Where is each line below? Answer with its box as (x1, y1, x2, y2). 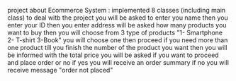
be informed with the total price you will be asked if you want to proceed (7, 51, 219, 59)
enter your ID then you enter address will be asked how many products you (7, 21, 227, 29)
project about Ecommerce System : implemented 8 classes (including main (7, 6, 226, 14)
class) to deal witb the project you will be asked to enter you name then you (7, 13, 228, 22)
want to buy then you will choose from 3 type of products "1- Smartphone (7, 28, 223, 37)
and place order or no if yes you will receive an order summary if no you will (7, 58, 229, 66)
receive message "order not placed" (7, 66, 113, 74)
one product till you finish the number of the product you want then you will (7, 44, 227, 51)
